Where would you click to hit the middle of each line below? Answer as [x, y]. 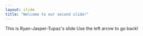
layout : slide [20, 10]
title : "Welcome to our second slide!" [47, 14]
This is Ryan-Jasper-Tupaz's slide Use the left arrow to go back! [72, 28]
